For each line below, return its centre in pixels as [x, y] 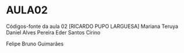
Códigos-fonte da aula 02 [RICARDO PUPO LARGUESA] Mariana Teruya [92, 26]
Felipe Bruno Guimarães [35, 44]
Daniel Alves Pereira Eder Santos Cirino [53, 32]
